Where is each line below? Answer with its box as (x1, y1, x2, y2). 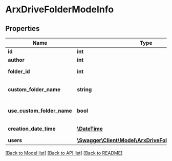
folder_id (8, 68, 30, 75)
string (76, 86, 92, 93)
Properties (5, 24, 40, 33)
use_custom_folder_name (8, 107, 72, 114)
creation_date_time (8, 125, 56, 132)
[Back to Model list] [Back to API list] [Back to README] (5, 150, 123, 156)
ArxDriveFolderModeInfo (5, 4, 114, 15)
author (8, 57, 25, 63)
